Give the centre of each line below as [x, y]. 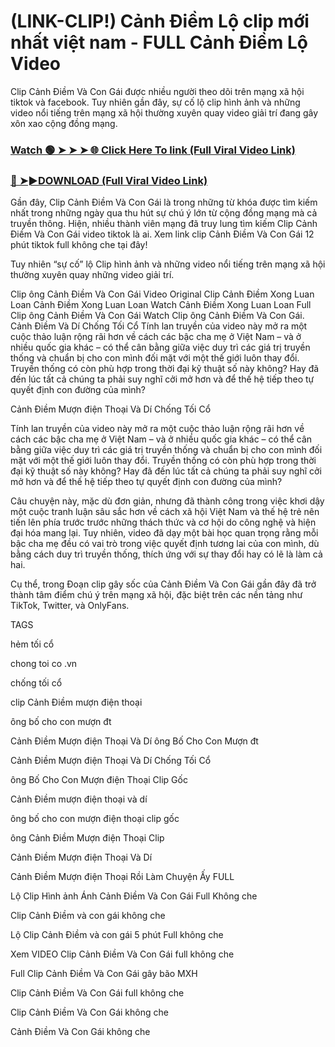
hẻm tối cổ [32, 644]
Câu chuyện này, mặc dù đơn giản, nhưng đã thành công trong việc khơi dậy [167, 501]
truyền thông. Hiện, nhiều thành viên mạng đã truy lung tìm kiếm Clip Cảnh [164, 224]
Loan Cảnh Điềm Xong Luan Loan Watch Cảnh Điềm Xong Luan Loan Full [161, 305]
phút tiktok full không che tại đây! [79, 245]
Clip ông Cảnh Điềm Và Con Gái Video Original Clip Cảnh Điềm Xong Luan [162, 294]
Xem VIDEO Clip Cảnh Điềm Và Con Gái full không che [122, 954]
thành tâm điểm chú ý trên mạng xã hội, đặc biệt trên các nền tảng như [156, 595]
